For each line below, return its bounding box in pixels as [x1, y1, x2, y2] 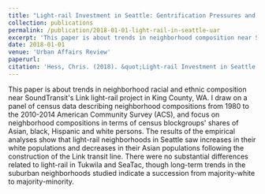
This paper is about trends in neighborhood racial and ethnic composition [8, 84, 247, 94]
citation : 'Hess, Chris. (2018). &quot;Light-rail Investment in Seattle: [8, 63, 259, 71]
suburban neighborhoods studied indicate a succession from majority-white [8, 168, 256, 177]
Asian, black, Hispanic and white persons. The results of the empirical [8, 126, 235, 136]
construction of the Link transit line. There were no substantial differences [8, 151, 248, 161]
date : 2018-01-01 [8, 41, 65, 49]
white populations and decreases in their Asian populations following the [8, 143, 244, 152]
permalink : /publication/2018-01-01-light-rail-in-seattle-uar [8, 26, 221, 34]
